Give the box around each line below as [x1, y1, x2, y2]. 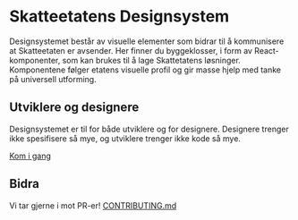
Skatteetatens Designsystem [9, 6, 230, 27]
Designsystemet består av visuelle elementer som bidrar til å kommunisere [9, 36, 285, 47]
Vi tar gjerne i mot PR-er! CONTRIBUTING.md [9, 199, 177, 211]
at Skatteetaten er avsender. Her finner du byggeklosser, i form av [9, 45, 253, 55]
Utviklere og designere [9, 100, 140, 115]
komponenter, [9, 55, 61, 65]
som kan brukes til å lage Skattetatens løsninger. [62, 55, 242, 65]
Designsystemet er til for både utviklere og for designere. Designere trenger [9, 123, 289, 134]
